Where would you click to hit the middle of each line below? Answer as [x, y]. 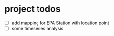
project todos [33, 9]
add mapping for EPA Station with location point [60, 23]
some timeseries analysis [38, 28]
